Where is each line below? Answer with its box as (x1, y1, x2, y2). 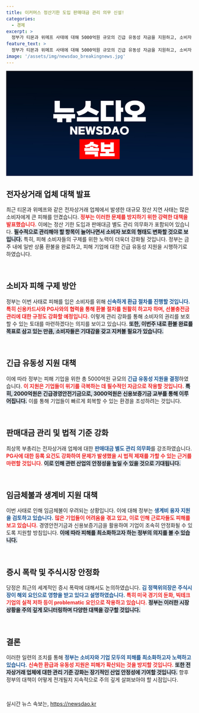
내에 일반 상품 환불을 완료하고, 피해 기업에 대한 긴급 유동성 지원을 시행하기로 (12, 243, 188, 251)
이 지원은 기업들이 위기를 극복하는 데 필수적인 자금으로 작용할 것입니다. (23, 382, 185, 389)
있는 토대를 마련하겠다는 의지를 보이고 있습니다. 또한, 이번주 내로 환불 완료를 (18, 320, 193, 327)
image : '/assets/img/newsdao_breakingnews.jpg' (6, 53, 126, 59)
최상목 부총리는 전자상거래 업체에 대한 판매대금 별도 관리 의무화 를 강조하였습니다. (6, 445, 192, 452)
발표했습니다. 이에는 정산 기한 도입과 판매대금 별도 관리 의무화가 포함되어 (6, 221, 174, 228)
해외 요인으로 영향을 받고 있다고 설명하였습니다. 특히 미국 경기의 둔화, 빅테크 (17, 591, 191, 599)
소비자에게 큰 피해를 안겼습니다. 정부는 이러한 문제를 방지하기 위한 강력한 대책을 (6, 214, 188, 221)
